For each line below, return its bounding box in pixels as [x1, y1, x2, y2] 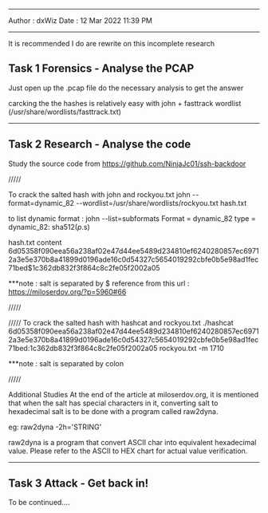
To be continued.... [8, 498, 70, 507]
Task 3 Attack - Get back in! [8, 476, 149, 491]
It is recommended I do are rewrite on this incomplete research [8, 39, 215, 48]
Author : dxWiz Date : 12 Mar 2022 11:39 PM [8, 16, 153, 25]
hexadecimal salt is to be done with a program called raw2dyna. [8, 406, 219, 416]
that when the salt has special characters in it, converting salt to [8, 398, 219, 408]
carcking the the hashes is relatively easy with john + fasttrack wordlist [8, 98, 242, 108]
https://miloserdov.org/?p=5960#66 [8, 286, 127, 296]
